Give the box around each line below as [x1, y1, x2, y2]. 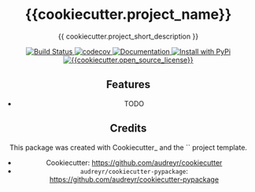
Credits [109, 122, 147, 135]
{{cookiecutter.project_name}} [24, 6, 232, 24]
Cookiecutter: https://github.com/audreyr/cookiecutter [46, 157, 223, 167]
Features [105, 78, 151, 91]
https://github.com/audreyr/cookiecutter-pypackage [49, 175, 219, 184]
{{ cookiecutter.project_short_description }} [57, 31, 199, 41]
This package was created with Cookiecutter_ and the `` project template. [9, 142, 248, 152]
